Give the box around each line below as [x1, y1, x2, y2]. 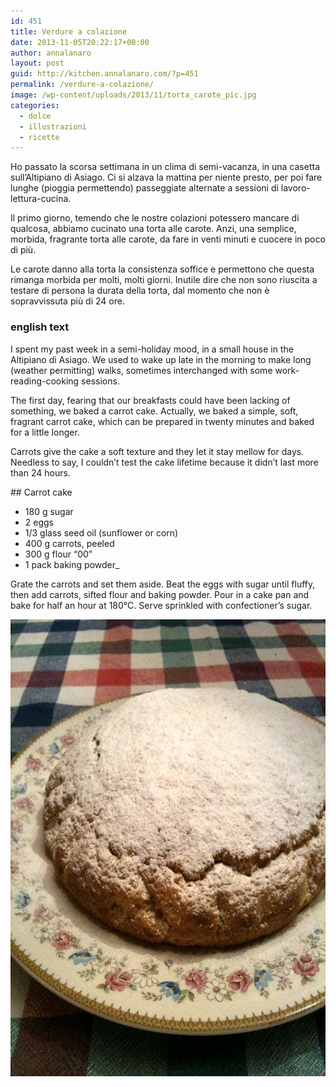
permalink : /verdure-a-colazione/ [10, 80, 155, 90]
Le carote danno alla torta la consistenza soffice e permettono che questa [10, 263, 315, 275]
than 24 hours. [10, 466, 71, 479]
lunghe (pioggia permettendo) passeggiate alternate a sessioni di [10, 182, 279, 194]
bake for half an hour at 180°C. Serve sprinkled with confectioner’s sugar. [10, 599, 313, 611]
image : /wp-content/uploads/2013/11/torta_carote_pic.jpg [10, 90, 257, 100]
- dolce [19, 111, 52, 121]
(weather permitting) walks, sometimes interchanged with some [10, 364, 273, 376]
